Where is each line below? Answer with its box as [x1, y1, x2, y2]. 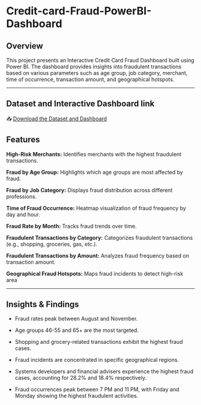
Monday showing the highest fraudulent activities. [14, 392, 139, 400]
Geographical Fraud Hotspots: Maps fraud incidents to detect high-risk [6, 270, 184, 277]
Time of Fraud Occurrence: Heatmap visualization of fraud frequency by [6, 204, 187, 211]
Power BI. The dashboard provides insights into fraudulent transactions [6, 63, 182, 70]
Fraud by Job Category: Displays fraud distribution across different [6, 186, 173, 194]
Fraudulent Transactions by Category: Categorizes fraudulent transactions [6, 234, 193, 241]
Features [6, 135, 40, 145]
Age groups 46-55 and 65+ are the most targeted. [14, 327, 139, 334]
